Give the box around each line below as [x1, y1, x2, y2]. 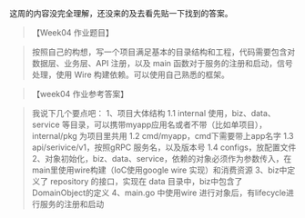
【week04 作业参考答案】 [31, 89, 129, 99]
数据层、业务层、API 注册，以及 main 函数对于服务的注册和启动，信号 [31, 58, 293, 68]
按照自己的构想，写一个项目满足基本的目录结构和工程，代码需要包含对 [31, 46, 296, 57]
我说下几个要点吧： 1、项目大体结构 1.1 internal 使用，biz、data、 [31, 108, 276, 118]
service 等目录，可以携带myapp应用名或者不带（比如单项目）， [31, 119, 268, 130]
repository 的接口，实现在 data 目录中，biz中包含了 [49, 176, 243, 186]
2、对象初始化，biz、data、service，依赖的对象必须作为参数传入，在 [31, 154, 292, 163]
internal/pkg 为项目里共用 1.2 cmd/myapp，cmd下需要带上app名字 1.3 [31, 131, 294, 141]
